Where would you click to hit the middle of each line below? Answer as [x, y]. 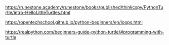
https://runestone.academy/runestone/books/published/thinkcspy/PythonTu [84, 7]
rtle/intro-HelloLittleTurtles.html [38, 12]
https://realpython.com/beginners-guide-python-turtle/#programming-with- [85, 32]
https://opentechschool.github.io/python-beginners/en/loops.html [74, 22]
